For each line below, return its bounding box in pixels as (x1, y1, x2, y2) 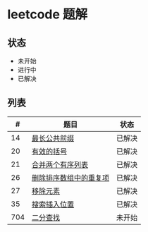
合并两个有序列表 (31, 159, 89, 169)
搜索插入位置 (31, 199, 75, 209)
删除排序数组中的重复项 (31, 173, 110, 183)
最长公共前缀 (31, 133, 75, 143)
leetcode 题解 (7, 6, 88, 23)
